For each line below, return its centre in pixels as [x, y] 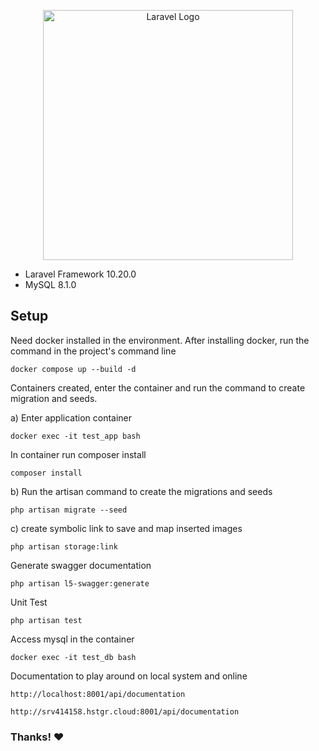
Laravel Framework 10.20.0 [80, 274]
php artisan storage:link [64, 546]
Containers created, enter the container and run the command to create [158, 387]
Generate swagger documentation [81, 565]
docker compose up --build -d [73, 369]
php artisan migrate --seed [69, 510]
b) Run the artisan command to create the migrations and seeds [141, 491]
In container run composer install [78, 454]
